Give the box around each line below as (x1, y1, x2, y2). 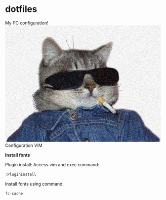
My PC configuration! (5, 20, 48, 26)
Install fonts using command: (5, 181, 64, 187)
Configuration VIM (5, 142, 43, 148)
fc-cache (5, 191, 23, 197)
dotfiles (5, 3, 38, 15)
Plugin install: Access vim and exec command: (5, 162, 100, 168)
